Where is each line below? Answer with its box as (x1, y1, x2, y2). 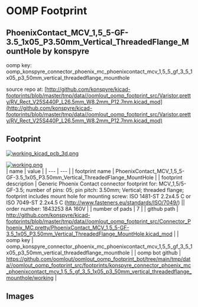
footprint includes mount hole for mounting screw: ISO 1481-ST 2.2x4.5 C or (6, 192, 191, 200)
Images (6, 291, 34, 302)
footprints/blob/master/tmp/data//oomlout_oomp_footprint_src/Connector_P (6, 217, 191, 225)
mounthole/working (6, 274, 54, 281)
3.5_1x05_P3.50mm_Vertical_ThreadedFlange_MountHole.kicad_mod (6, 230, 173, 237)
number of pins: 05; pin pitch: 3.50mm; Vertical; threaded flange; (25, 186, 184, 193)
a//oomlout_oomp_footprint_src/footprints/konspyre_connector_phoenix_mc (6, 262, 191, 269)
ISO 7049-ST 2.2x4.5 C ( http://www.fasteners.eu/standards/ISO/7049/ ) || (6, 199, 185, 206)
